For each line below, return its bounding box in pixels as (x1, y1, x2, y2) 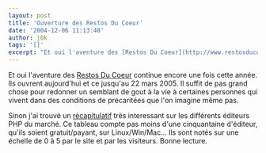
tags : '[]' (8, 41, 44, 49)
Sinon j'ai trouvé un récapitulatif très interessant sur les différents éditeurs (8, 111, 250, 120)
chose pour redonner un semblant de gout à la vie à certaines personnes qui (8, 87, 258, 96)
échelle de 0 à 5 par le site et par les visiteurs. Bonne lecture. (8, 136, 208, 145)
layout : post (8, 11, 51, 20)
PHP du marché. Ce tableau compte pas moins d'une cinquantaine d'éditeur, (8, 120, 258, 128)
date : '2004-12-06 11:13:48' (8, 26, 104, 34)
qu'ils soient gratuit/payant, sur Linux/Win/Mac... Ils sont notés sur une (8, 128, 239, 137)
